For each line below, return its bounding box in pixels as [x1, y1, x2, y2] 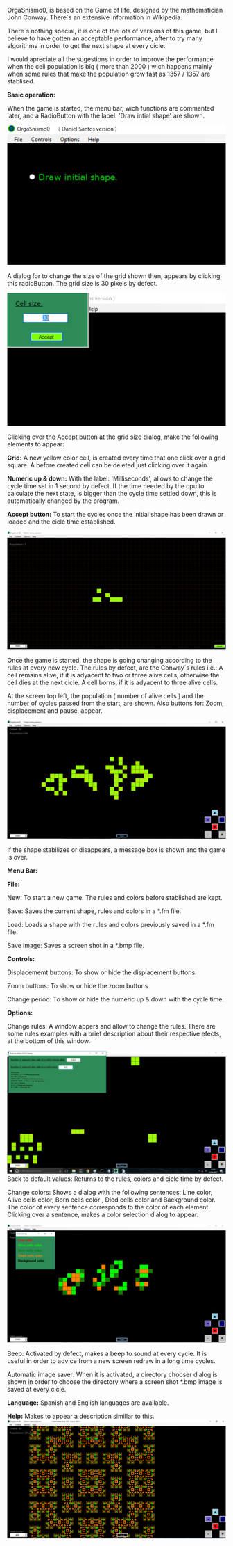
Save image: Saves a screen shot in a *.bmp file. [7, 941, 144, 949]
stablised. [7, 77, 35, 86]
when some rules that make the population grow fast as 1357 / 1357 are [7, 70, 211, 78]
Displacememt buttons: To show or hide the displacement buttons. [7, 968, 197, 976]
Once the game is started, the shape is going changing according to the [7, 657, 213, 665]
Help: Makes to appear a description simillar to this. [7, 1412, 155, 1421]
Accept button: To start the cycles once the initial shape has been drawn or [7, 510, 224, 518]
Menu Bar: [7, 866, 38, 875]
